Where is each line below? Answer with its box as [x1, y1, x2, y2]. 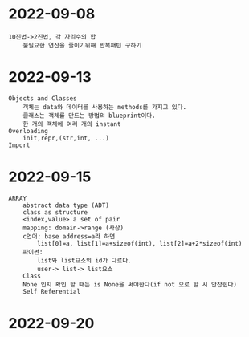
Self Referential [22, 287, 81, 295]
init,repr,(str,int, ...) [22, 134, 110, 142]
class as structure [22, 208, 88, 217]
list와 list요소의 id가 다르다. [37, 256, 133, 265]
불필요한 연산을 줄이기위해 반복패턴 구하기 [22, 41, 142, 49]
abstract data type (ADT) [22, 201, 110, 209]
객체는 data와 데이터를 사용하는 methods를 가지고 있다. [22, 103, 187, 111]
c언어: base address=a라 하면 [22, 232, 116, 241]
